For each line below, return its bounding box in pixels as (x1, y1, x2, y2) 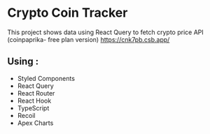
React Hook (17, 96, 52, 105)
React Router (17, 89, 55, 97)
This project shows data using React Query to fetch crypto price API (7, 28, 204, 36)
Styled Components (17, 74, 76, 82)
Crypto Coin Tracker (7, 5, 128, 21)
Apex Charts (17, 119, 54, 127)
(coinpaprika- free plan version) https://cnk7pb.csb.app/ (7, 35, 170, 43)
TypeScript (17, 103, 50, 112)
